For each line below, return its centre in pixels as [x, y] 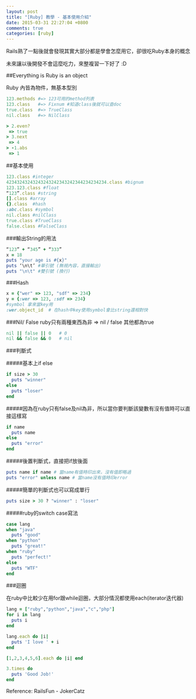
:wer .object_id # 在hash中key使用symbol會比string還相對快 [77, 310]
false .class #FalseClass [37, 226]
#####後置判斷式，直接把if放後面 [47, 461]
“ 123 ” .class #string [32, 193]
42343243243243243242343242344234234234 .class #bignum [75, 182]
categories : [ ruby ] [30, 34]
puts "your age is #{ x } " [37, 261]
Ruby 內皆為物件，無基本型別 [42, 88]
